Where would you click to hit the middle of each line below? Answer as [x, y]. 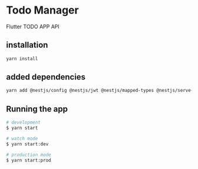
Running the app [37, 109]
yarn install [22, 59]
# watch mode [22, 138]
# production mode [29, 155]
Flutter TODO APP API [33, 26]
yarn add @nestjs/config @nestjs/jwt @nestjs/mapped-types [80, 91]
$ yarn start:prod [29, 160]
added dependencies [46, 77]
